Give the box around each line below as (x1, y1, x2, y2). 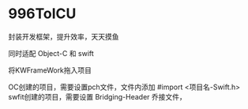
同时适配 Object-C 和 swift (8, 48, 95, 58)
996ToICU (8, 5, 77, 23)
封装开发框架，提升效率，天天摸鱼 (8, 32, 119, 41)
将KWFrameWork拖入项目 (8, 65, 92, 75)
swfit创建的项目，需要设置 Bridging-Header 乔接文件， (8, 92, 187, 101)
